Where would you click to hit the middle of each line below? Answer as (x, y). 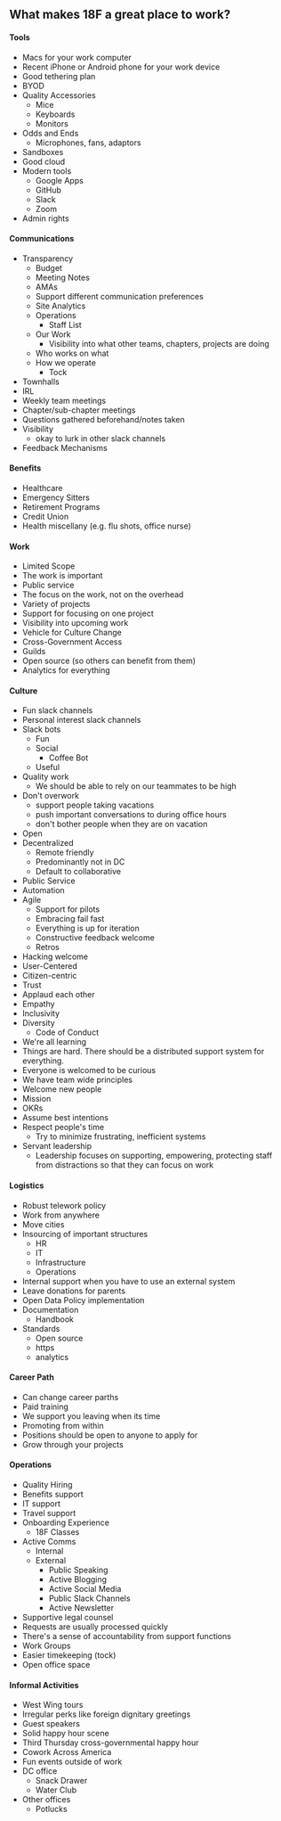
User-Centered (49, 966)
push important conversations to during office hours (131, 815)
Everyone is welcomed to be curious (89, 1070)
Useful (48, 767)
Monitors (52, 123)
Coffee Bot (68, 758)
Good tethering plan (59, 76)
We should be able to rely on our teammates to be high (136, 786)
